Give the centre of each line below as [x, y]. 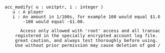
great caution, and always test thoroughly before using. [86, 41]
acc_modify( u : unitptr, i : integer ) [54, 7]
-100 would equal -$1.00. [54, 22]
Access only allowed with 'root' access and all [80, 31]
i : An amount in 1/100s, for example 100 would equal [80, 17]
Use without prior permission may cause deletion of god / [88, 45]
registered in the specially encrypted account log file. [86, 36]
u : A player [28, 12]
